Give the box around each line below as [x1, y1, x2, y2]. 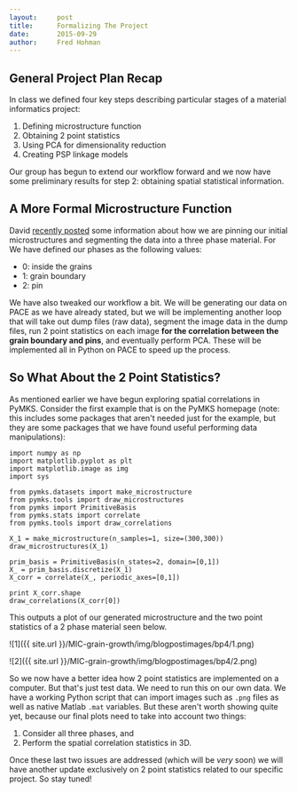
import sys [9, 472, 50, 480]
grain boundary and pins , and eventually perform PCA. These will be [9, 335, 262, 345]
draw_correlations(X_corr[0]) [9, 596, 121, 605]
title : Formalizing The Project [9, 21, 149, 30]
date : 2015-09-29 [9, 29, 98, 38]
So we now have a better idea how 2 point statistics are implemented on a [9, 672, 279, 684]
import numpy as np [9, 448, 82, 457]
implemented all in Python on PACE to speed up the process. [9, 344, 231, 355]
